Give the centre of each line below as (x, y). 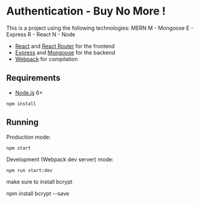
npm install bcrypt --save (38, 193)
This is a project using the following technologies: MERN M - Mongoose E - (100, 28)
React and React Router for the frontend (65, 46)
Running (23, 122)
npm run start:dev (29, 170)
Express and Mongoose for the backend (65, 52)
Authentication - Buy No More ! (86, 11)
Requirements (33, 78)
